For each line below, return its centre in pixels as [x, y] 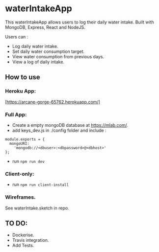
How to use [23, 77]
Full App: [16, 115]
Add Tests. [23, 246]
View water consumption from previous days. [58, 56]
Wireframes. [20, 197]
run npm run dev [28, 161]
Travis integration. [30, 240]
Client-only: [20, 174]
